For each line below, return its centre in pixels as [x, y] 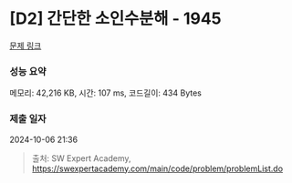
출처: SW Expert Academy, [81, 158]
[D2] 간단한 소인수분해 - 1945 [115, 19]
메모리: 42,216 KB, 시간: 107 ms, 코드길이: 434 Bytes [106, 93]
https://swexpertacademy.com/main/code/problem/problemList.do [157, 168]
